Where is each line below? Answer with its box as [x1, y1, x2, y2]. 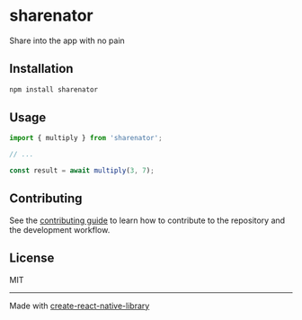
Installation [9, 61, 74, 76]
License [9, 251, 55, 266]
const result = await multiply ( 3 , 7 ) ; [9, 166, 155, 175]
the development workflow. [9, 224, 111, 235]
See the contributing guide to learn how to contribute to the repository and [9, 215, 286, 226]
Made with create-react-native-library [9, 300, 150, 311]
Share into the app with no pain [9, 35, 126, 46]
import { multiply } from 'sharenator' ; [9, 134, 164, 143]
